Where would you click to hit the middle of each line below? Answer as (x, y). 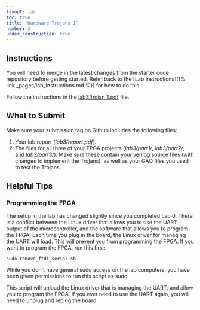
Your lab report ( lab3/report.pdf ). (56, 142)
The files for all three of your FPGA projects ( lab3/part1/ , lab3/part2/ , (100, 148)
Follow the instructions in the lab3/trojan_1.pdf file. (68, 97)
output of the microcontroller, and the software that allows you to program (97, 229)
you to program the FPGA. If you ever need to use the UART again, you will (98, 294)
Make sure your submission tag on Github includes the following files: (92, 130)
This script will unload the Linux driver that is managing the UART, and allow (100, 288)
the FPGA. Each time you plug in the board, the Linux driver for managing (96, 235)
